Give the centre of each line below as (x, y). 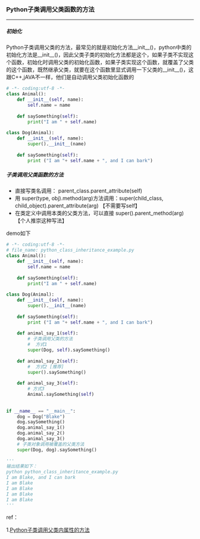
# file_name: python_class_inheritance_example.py (70, 250)
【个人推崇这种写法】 (41, 221)
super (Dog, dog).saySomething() (57, 450)
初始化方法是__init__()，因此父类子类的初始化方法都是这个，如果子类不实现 (97, 55)
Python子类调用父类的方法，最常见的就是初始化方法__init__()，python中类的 (99, 47)
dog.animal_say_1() (41, 428)
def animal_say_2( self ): (48, 361)
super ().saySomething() (57, 372)
